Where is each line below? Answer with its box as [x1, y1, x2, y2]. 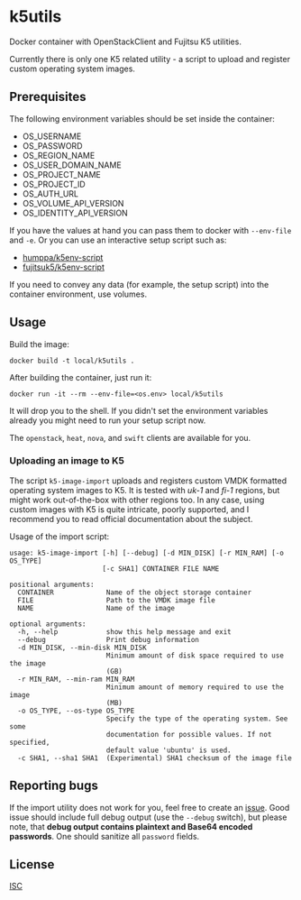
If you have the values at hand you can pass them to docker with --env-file [9, 225, 292, 235]
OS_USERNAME [22, 131, 82, 142]
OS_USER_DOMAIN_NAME [22, 160, 122, 170]
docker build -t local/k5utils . [9, 356, 135, 365]
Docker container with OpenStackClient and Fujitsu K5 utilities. [9, 36, 242, 47]
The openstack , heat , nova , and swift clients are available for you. [9, 432, 251, 443]
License [9, 857, 55, 872]
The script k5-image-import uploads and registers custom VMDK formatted [9, 475, 287, 486]
